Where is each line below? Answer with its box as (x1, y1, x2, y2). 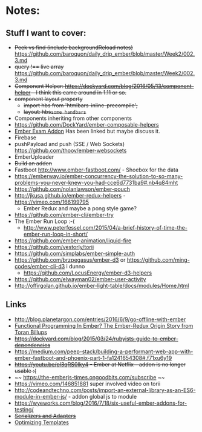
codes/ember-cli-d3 (14, 263, 65, 270)
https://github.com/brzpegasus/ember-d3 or (14, 256, 126, 264)
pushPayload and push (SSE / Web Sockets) (14, 141, 125, 147)
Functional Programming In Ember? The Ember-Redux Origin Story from (14, 322, 194, 329)
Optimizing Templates (14, 419, 69, 426)
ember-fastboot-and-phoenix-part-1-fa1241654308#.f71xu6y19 (14, 354, 172, 361)
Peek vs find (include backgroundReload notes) (14, 44, 134, 51)
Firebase (14, 134, 37, 141)
